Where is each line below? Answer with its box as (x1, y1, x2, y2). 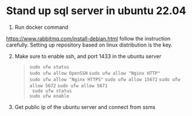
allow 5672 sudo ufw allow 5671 (29, 82, 108, 89)
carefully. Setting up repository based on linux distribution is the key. (6, 41, 173, 48)
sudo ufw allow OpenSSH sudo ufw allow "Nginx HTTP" (29, 70, 161, 76)
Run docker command (14, 24, 69, 31)
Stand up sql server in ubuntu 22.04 (6, 4, 187, 18)
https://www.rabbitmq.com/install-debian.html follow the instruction (6, 35, 171, 42)
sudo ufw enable (29, 93, 69, 99)
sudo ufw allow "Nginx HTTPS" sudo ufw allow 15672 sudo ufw (29, 77, 181, 82)
